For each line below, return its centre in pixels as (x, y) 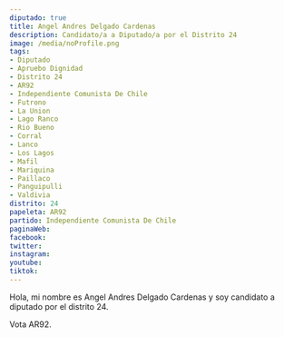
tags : (20, 52)
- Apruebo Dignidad (46, 69)
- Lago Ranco (34, 119)
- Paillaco (30, 178)
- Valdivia (30, 195)
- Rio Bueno (32, 128)
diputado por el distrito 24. (59, 306)
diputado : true (38, 18)
